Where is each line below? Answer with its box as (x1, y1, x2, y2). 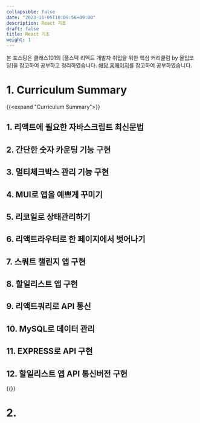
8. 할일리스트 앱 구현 (6, 279, 79, 290)
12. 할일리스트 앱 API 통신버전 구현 (6, 369, 128, 379)
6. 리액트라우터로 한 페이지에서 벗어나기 (6, 234, 146, 244)
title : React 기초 (6, 31, 50, 37)
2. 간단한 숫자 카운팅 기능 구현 (6, 144, 111, 154)
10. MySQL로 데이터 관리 (6, 323, 95, 334)
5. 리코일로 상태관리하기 (6, 212, 91, 222)
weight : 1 (6, 37, 31, 43)
